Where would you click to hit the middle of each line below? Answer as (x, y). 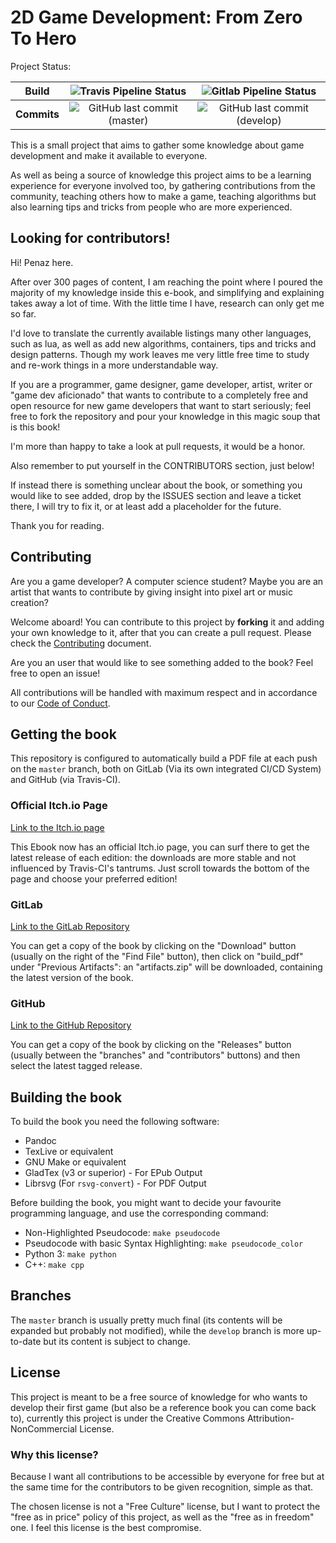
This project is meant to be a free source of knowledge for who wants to (159, 1397)
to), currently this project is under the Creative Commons (127, 1418)
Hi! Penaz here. (42, 262)
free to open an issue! (55, 673)
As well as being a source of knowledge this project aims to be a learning (161, 175)
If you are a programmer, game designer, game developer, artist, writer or (161, 384)
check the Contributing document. (81, 643)
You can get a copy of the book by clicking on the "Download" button (153, 945)
